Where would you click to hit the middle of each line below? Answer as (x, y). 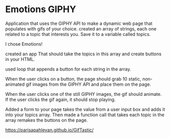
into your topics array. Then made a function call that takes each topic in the (85, 115)
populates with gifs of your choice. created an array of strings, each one (81, 28)
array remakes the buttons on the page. (47, 120)
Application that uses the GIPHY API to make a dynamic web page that (79, 23)
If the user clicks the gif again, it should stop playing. (60, 99)
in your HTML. (20, 59)
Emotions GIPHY (41, 9)
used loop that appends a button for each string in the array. (68, 69)
